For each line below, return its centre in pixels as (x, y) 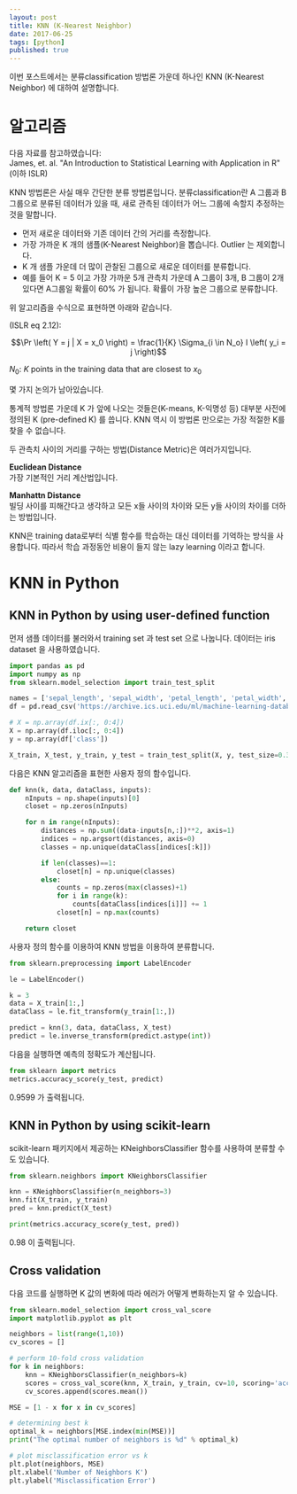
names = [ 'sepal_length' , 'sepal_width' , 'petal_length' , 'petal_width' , (148, 698)
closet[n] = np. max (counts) (108, 913)
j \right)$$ (148, 352)
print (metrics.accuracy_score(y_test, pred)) (94, 1225)
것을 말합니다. (33, 214)
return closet (51, 928)
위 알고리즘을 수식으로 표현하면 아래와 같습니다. (91, 307)
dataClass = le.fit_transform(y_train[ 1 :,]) (92, 1012)
